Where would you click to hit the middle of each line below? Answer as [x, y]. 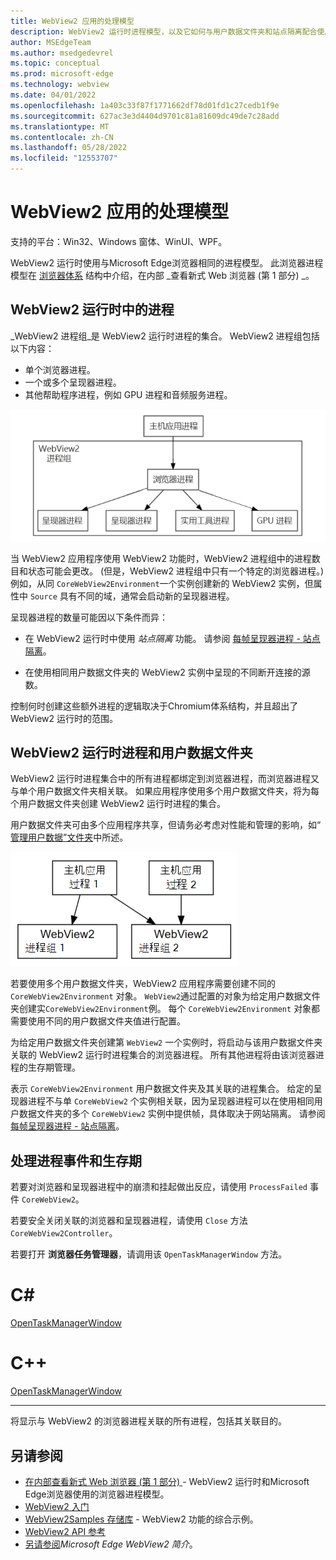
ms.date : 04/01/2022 [53, 95]
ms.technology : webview [60, 85]
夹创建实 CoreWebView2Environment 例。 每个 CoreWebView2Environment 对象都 [165, 1009]
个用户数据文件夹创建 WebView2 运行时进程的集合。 [118, 804]
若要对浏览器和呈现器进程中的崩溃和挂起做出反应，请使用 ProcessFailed [159, 1187]
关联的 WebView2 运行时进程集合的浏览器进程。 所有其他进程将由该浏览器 [163, 1055]
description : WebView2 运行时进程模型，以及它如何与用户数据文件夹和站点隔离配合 [164, 31]
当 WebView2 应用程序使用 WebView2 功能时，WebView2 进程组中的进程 [161, 558]
